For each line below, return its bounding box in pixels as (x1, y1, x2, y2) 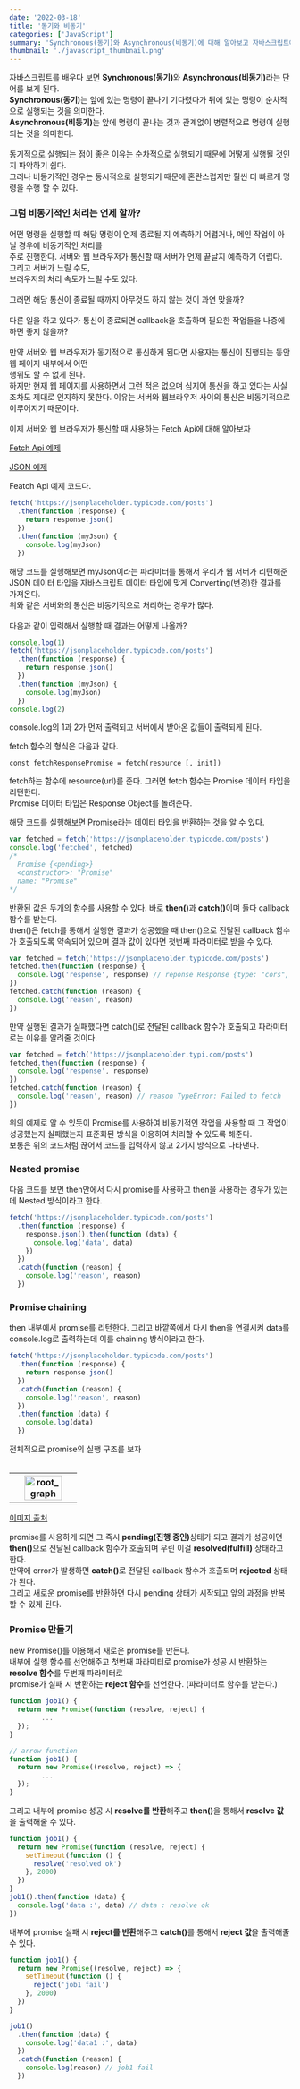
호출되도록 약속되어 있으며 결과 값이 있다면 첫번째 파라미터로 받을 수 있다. (18, 936, 274, 946)
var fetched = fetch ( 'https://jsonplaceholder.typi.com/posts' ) (9, 1049, 254, 1059)
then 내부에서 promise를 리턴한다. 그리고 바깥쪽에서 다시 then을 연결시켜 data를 (9, 1323, 290, 1333)
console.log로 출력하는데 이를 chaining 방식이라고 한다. (9, 1333, 205, 1344)
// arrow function (9, 1746, 78, 1755)
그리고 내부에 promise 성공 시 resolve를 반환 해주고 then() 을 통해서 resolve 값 (9, 1805, 284, 1816)
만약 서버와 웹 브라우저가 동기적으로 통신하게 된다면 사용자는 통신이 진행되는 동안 (9, 347, 291, 358)
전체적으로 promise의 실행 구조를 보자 (9, 1443, 142, 1455)
